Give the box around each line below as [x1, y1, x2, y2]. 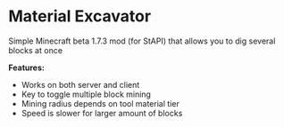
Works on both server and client [21, 79, 140, 90]
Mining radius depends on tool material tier [21, 98, 180, 108]
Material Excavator [8, 6, 152, 27]
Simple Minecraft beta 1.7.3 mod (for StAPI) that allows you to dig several [8, 36, 276, 46]
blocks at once [8, 44, 63, 55]
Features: [8, 62, 46, 73]
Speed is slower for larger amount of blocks [21, 107, 183, 118]
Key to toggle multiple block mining [21, 89, 151, 99]
